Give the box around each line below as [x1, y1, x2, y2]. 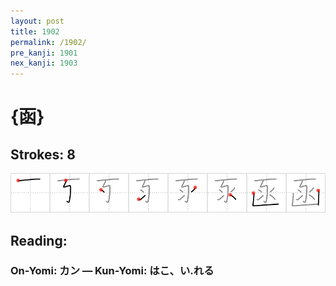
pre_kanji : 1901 [10, 48, 78, 58]
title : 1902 [10, 26, 60, 37]
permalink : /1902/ [10, 37, 87, 47]
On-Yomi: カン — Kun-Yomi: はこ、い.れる [10, 264, 215, 278]
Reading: [10, 232, 68, 249]
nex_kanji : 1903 [10, 58, 78, 69]
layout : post [10, 16, 65, 26]
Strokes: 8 [10, 146, 76, 163]
